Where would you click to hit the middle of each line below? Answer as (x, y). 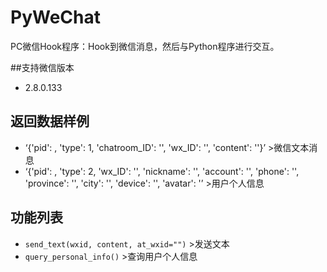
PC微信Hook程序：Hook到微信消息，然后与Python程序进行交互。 (145, 46)
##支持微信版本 (42, 67)
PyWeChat (55, 17)
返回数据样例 (50, 121)
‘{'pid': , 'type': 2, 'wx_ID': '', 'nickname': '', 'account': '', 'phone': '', (162, 171)
